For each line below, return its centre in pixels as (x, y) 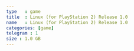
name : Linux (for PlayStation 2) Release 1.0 (67, 22)
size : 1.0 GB (24, 39)
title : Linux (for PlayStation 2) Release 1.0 (67, 17)
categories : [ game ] (30, 28)
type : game (24, 11)
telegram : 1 (22, 33)
